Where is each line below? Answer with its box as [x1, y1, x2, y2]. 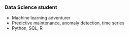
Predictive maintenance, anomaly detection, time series [11, 20, 125, 26]
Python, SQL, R [11, 25, 43, 31]
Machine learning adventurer [11, 15, 71, 21]
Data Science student [4, 4, 58, 11]
